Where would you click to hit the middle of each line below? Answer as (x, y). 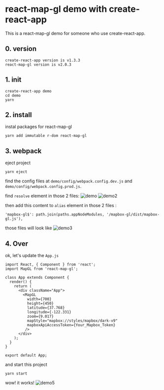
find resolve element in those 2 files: (42, 196)
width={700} (39, 299)
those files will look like (29, 228)
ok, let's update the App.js (32, 255)
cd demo (13, 95)
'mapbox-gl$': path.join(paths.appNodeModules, (55, 215)
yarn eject (16, 172)
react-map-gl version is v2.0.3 (38, 65)
